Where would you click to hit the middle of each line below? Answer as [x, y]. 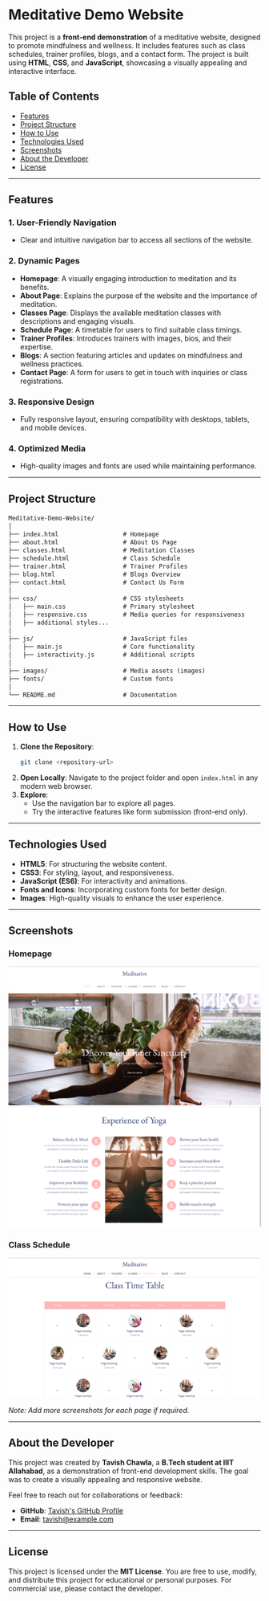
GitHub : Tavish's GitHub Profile [72, 1510]
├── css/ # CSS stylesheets [96, 599]
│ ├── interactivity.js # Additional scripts [102, 655]
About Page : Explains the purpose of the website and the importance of [139, 296]
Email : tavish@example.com [66, 1519]
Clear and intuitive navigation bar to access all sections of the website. [137, 240]
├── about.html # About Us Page [93, 543]
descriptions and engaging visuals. [78, 321]
